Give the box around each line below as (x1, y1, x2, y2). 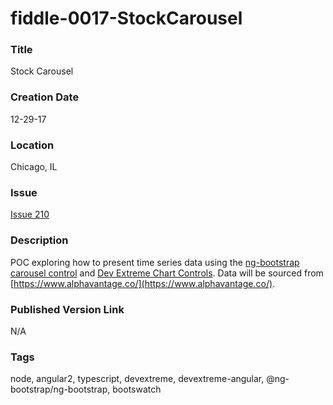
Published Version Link (10, 302, 125, 316)
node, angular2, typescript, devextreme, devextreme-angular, (10, 373, 265, 385)
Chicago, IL (10, 161, 58, 173)
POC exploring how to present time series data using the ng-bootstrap (10, 256, 300, 268)
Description (10, 233, 69, 247)
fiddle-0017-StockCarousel (10, 7, 243, 30)
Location (10, 138, 55, 152)
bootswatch (112, 383, 162, 396)
